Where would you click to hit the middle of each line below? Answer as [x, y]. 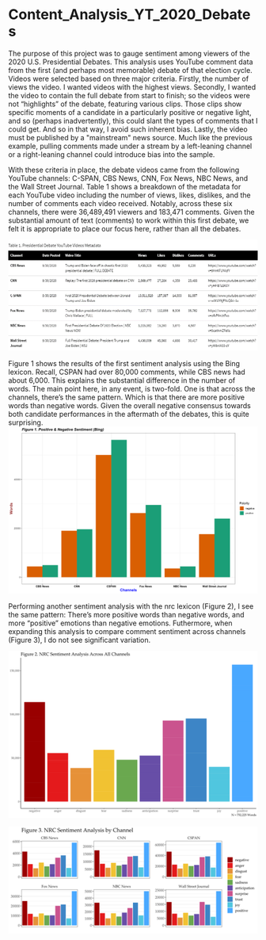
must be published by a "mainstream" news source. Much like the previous [131, 137]
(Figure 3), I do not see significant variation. [80, 640]
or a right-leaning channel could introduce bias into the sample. [112, 154]
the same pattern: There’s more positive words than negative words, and [126, 614]
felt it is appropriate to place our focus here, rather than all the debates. [125, 228]
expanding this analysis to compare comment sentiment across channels [127, 631]
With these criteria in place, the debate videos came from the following [124, 170]
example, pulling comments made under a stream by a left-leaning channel [130, 146]
